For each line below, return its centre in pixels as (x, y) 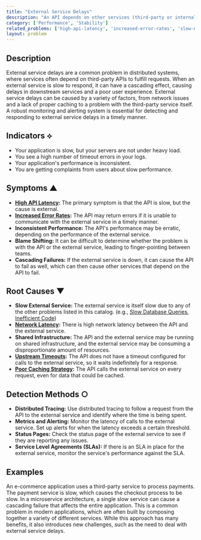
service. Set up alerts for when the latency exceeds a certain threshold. (103, 428)
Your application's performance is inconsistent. (73, 163)
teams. (23, 253)
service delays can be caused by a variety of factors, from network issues (98, 98)
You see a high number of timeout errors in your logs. (81, 157)
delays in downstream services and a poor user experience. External (91, 91)
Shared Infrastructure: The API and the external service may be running (104, 337)
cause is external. (36, 209)
